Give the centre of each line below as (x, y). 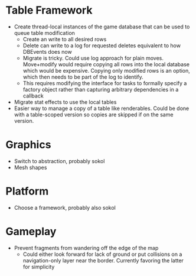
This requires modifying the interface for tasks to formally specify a (105, 83)
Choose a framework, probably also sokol (65, 207)
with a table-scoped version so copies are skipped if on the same (94, 114)
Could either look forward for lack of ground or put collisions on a (102, 254)
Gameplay (31, 232)
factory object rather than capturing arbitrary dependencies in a (101, 89)
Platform (27, 191)
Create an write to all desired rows (65, 39)
